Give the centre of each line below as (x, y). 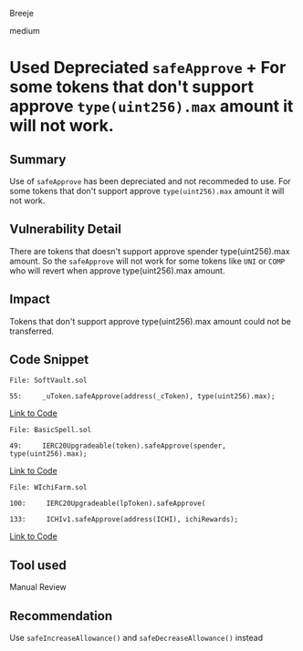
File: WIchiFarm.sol (49, 488)
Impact (30, 300)
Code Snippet (49, 360)
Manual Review (38, 587)
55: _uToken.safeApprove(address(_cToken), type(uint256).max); (142, 397)
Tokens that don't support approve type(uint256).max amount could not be (151, 321)
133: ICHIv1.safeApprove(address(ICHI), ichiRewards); (124, 520)
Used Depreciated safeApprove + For (148, 68)
